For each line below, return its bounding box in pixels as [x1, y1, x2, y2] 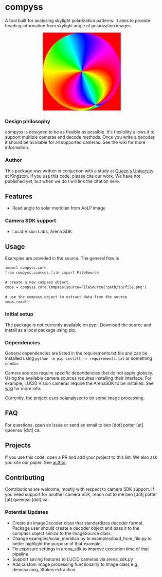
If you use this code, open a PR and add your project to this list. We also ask [5, 454, 157, 460]
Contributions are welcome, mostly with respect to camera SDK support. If [5, 486, 154, 492]
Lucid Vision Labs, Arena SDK [12, 228, 72, 234]
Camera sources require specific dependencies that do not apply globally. [5, 370, 154, 376]
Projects [5, 441, 31, 449]
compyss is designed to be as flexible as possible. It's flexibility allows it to [5, 129, 155, 135]
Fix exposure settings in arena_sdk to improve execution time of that [12, 546, 149, 552]
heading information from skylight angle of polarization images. [5, 22, 132, 28]
